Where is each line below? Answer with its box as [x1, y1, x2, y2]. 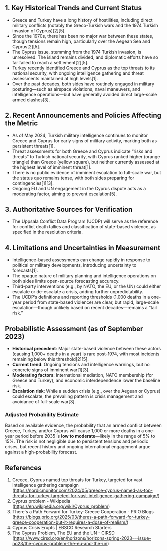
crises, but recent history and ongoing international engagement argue [5, 444, 151, 450]
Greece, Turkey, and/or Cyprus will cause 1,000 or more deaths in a [5, 428, 144, 434]
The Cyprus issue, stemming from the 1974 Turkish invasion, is [12, 49, 141, 55]
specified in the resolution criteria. [12, 229, 83, 235]
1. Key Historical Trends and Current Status [5, 4, 142, 12]
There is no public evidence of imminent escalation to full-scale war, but [12, 169, 161, 175]
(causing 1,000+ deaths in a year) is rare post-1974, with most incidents [12, 351, 160, 357]
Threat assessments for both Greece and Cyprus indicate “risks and [12, 148, 153, 154]
